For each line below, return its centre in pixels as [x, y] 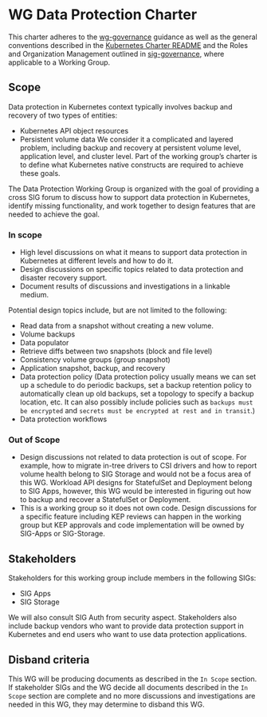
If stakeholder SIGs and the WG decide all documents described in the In [128, 687]
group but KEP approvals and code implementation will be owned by [132, 525]
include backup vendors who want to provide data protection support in [126, 626]
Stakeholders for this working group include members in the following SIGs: [132, 578]
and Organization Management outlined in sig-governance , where [116, 54]
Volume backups [47, 334]
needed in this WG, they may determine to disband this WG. [106, 704]
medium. [34, 295]
